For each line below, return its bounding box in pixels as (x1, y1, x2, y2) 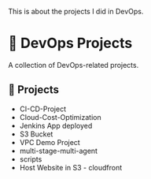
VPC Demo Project (19, 137, 80, 147)
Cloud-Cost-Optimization (19, 112, 101, 121)
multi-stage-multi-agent (19, 146, 98, 155)
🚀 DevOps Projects (8, 35, 133, 52)
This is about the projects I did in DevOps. (8, 7, 144, 16)
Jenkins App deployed (19, 121, 93, 130)
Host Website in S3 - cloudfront (19, 162, 123, 172)
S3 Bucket (19, 129, 53, 139)
